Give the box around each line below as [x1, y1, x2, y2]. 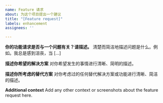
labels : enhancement [5, 21, 48, 26]
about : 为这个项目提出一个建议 [5, 12, 61, 17]
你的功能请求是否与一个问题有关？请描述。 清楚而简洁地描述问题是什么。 [5, 44, 154, 50]
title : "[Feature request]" [5, 16, 63, 21]
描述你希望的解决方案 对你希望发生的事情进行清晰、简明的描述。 [5, 61, 136, 67]
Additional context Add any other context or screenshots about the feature [5, 87, 159, 93]
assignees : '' [5, 26, 35, 31]
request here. [5, 92, 33, 99]
